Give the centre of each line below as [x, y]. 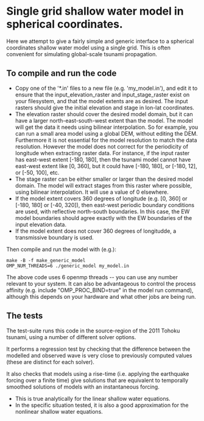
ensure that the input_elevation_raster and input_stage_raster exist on [102, 94]
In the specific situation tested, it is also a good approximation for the [102, 405]
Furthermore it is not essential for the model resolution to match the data [106, 140]
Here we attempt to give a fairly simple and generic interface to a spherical [100, 41]
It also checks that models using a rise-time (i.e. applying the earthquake [98, 373]
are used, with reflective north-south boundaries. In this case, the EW [102, 211]
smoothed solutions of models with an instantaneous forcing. [83, 387]
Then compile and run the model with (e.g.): [62, 249]
